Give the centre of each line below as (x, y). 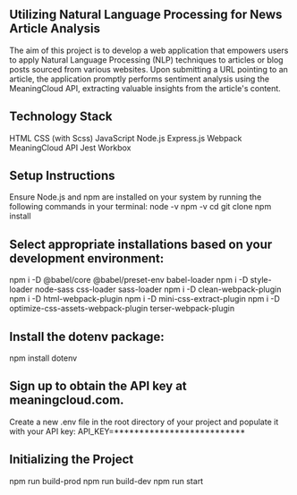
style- (261, 280)
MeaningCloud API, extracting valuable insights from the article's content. (145, 88)
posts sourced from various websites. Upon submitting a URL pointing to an (149, 69)
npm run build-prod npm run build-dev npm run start (106, 481)
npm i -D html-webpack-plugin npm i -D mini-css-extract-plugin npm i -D (144, 299)
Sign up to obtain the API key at (98, 386)
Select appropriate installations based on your (141, 244)
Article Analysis (55, 29)
